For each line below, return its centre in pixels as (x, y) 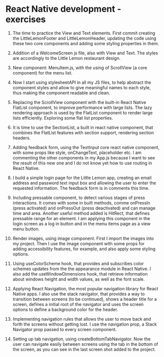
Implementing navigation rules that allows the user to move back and (82, 319)
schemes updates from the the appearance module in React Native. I (82, 269)
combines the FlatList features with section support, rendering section (83, 132)
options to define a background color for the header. (65, 309)
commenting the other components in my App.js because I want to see (84, 157)
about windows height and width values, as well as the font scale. (79, 279)
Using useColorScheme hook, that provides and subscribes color (78, 263)
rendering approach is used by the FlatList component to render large (82, 113)
